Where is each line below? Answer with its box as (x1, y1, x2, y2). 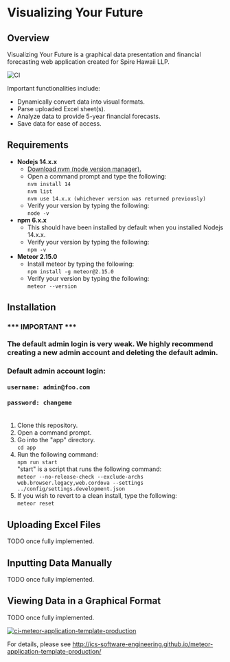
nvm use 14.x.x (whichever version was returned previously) (27, 195, 206, 202)
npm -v (27, 246, 47, 253)
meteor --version (27, 283, 78, 290)
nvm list (27, 187, 53, 195)
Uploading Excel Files (7, 518, 101, 530)
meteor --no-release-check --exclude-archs (16, 474, 144, 481)
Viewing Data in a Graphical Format (7, 595, 161, 607)
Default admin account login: (7, 366, 106, 376)
